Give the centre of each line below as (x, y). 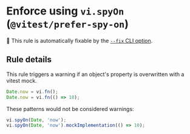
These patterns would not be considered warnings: (70, 109)
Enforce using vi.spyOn (65, 11)
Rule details (29, 59)
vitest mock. (22, 80)
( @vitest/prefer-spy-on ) (67, 24)
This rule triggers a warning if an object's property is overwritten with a (95, 74)
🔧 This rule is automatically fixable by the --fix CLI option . (80, 40)
